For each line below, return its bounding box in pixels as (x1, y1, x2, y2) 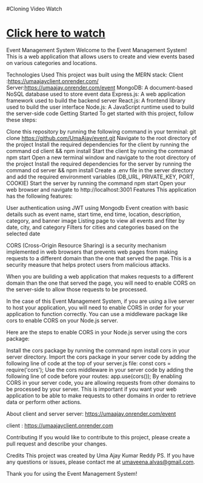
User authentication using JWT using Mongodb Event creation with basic (6, 204, 189, 211)
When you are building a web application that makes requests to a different (6, 272, 194, 280)
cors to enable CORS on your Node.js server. (6, 317, 118, 324)
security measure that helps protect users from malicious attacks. (6, 261, 171, 268)
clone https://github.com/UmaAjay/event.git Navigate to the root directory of (6, 134, 197, 141)
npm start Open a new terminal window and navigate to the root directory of (6, 154, 196, 161)
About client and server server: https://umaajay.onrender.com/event (6, 410, 176, 417)
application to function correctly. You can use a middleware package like (6, 310, 188, 317)
